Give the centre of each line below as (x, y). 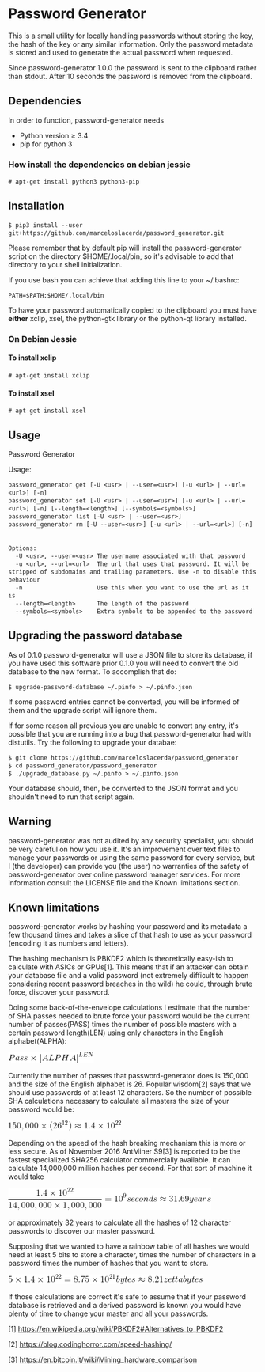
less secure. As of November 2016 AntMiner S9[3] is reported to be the (124, 1151)
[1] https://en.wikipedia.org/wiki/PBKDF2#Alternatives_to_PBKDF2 (116, 1329)
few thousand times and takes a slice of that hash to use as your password (130, 935)
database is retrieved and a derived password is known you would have (125, 1306)
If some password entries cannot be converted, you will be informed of (124, 702)
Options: (23, 548)
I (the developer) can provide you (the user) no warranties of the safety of (129, 866)
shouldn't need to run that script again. (72, 797)
